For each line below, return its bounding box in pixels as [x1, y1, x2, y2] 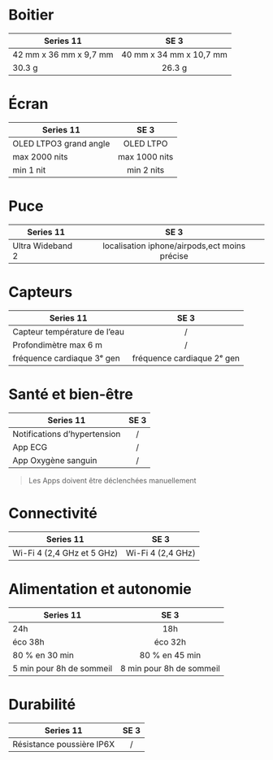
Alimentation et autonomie [8, 579, 193, 598]
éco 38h [12, 636, 45, 648]
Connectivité [8, 504, 97, 522]
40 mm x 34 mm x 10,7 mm [121, 49, 227, 60]
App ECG [12, 441, 48, 452]
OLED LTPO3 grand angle [12, 138, 110, 149]
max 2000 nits [12, 151, 68, 162]
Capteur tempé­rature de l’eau [12, 325, 124, 337]
